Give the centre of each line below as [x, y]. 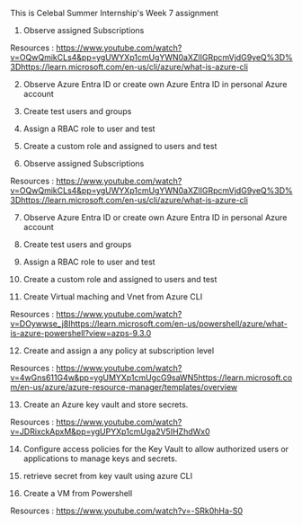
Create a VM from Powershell [78, 493]
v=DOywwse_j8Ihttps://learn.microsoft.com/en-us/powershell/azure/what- [149, 324]
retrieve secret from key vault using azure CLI [107, 476]
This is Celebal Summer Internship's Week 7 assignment [115, 13]
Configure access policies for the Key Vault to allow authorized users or [156, 449]
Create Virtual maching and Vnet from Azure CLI [113, 297]
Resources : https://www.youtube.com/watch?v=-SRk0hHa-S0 [127, 511]
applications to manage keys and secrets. [100, 458]
